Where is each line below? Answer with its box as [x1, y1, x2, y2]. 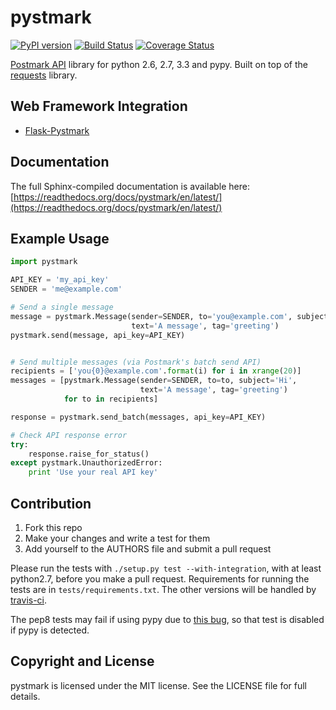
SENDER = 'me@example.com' [10, 284, 123, 295]
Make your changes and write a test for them [24, 532, 211, 544]
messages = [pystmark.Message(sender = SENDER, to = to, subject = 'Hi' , [10, 376, 298, 386]
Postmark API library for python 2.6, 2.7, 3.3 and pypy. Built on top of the [10, 58, 309, 70]
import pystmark [10, 257, 78, 267]
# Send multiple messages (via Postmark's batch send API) [10, 357, 262, 367]
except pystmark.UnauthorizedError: [10, 458, 163, 468]
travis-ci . [10, 594, 48, 606]
